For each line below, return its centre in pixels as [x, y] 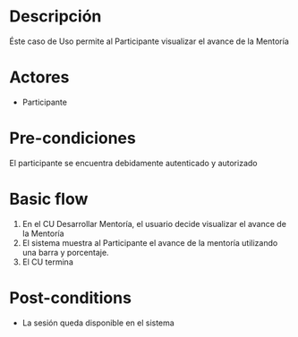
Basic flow [49, 199]
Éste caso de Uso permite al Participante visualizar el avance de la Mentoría [149, 41]
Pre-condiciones [72, 138]
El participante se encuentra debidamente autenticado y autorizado [133, 163]
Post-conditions [71, 298]
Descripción [55, 17]
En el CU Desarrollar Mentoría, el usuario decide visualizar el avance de [154, 223]
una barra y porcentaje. [65, 252]
